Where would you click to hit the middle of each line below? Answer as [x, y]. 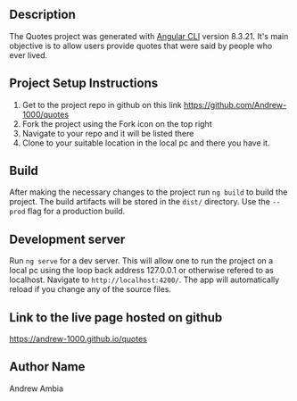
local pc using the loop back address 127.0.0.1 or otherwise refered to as [142, 271]
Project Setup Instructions [84, 84]
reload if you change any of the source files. [91, 289]
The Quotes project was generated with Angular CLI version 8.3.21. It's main [149, 36]
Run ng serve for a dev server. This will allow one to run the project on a [141, 261]
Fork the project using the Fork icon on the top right [117, 123]
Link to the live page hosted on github [116, 317]
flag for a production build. [76, 211]
